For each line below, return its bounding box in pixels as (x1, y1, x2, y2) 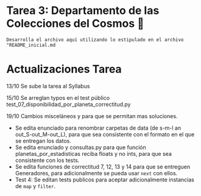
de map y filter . (15, 182, 56, 189)
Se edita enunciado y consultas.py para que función (15, 144, 146, 151)
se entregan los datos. (15, 137, 71, 144)
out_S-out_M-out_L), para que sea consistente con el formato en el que (15, 130, 195, 138)
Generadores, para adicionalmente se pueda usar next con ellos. (15, 169, 178, 177)
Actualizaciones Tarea (6, 62, 122, 76)
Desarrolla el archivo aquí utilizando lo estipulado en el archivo (6, 37, 184, 43)
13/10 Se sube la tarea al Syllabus (6, 82, 90, 89)
